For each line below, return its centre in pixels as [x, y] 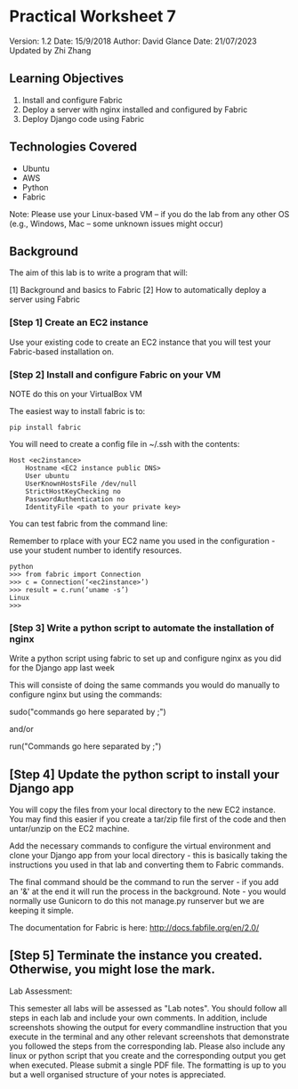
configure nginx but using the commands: [86, 695]
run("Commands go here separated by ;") [85, 746]
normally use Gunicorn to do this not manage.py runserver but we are [137, 901]
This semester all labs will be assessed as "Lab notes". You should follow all [148, 1008]
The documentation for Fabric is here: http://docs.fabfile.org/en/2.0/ [134, 928]
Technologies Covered [73, 147]
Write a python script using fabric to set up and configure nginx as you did [145, 658]
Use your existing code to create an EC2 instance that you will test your [140, 342]
